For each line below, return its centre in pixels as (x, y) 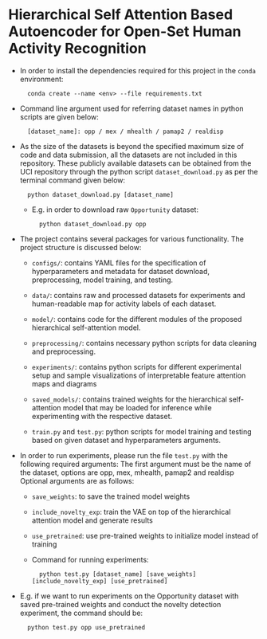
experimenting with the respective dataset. (102, 416)
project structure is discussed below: (80, 247)
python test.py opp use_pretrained (86, 627)
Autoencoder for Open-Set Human (125, 31)
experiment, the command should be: (81, 613)
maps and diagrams (64, 383)
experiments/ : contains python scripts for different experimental (136, 367)
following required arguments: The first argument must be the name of (135, 464)
